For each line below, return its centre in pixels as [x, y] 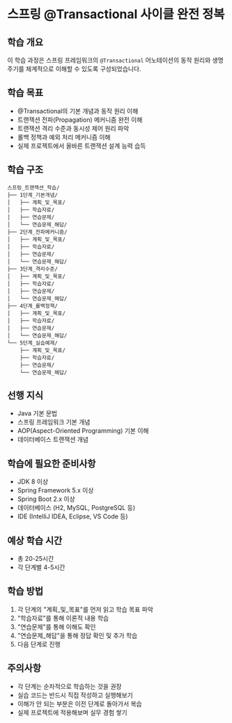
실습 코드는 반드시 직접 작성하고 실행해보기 [75, 695]
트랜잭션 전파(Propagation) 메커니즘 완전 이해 [80, 120]
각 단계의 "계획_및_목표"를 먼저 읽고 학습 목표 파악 [85, 609]
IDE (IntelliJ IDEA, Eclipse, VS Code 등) [72, 516]
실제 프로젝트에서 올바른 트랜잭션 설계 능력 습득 [82, 145]
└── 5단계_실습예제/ [32, 343]
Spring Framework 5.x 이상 [55, 491]
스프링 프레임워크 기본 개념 [54, 422]
